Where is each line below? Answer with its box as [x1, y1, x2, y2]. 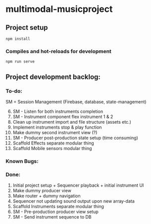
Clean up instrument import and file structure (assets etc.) [12, 119, 132, 125]
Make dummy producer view [12, 188, 71, 194]
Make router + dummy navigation [12, 193, 81, 199]
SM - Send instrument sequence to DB [12, 214, 92, 220]
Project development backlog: [5, 73, 101, 81]
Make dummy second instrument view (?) [12, 129, 98, 135]
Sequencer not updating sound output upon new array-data [12, 198, 135, 204]
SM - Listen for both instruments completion [12, 108, 103, 114]
